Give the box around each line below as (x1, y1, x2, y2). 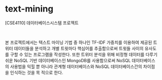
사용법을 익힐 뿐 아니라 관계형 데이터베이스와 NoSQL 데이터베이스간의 (10, 64, 142, 69)
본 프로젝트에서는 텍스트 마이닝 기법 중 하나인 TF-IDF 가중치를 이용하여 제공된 (5, 40, 152, 45)
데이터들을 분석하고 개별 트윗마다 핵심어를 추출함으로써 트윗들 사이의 (14, 45, 144, 51)
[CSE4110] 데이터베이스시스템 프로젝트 (5, 20, 79, 26)
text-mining (5, 3, 53, 14)
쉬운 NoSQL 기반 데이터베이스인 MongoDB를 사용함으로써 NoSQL (5, 57, 131, 63)
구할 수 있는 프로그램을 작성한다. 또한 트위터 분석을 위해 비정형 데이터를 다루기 (10, 52, 158, 57)
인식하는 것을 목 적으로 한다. (10, 69, 64, 75)
